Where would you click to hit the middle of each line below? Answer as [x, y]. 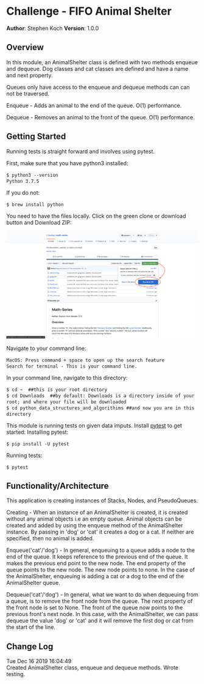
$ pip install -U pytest [38, 444]
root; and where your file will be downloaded [66, 402]
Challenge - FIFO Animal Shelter [89, 11]
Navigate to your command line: [46, 348]
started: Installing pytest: [37, 432]
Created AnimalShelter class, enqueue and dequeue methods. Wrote [92, 667]
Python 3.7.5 [23, 181]
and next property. [30, 75]
